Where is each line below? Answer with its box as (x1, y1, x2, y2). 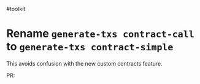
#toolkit (6, 6, 26, 12)
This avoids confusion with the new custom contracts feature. (6, 59, 163, 67)
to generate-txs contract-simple (6, 40, 174, 54)
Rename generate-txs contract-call (6, 27, 194, 40)
